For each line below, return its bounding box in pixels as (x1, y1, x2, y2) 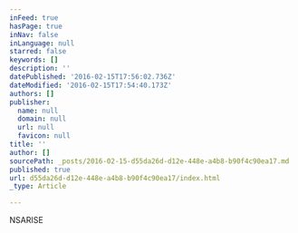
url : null (17, 123, 54, 132)
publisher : (9, 97, 51, 107)
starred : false (9, 47, 67, 56)
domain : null (17, 114, 67, 123)
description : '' (9, 64, 71, 73)
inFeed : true (9, 13, 59, 23)
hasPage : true (9, 22, 63, 31)
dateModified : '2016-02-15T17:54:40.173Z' (9, 81, 172, 90)
